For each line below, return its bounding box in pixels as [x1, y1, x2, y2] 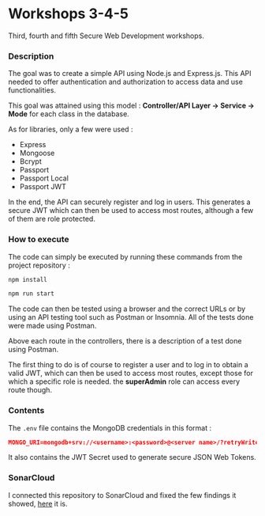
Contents [8, 405, 45, 416]
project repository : [8, 260, 71, 270]
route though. [8, 385, 53, 395]
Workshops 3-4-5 [8, 5, 129, 23]
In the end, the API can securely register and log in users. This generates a [8, 197, 251, 207]
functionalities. [8, 85, 57, 95]
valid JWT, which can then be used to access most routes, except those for [8, 369, 254, 378]
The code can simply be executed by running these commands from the [8, 252, 243, 261]
